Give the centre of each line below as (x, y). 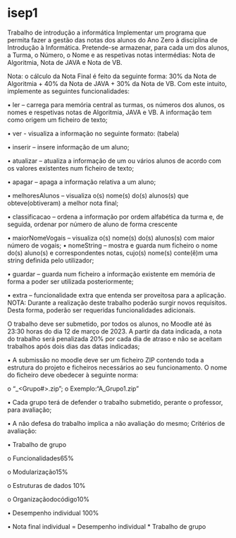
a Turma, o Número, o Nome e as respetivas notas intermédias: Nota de (111, 55)
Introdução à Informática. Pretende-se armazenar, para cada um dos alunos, (118, 47)
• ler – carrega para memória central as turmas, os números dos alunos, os (116, 104)
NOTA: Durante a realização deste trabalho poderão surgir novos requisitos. (117, 302)
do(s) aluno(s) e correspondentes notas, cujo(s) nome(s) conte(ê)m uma (113, 252)
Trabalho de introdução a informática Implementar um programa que (107, 32)
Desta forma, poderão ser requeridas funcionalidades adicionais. (101, 310)
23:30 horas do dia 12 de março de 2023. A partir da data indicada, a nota (114, 331)
